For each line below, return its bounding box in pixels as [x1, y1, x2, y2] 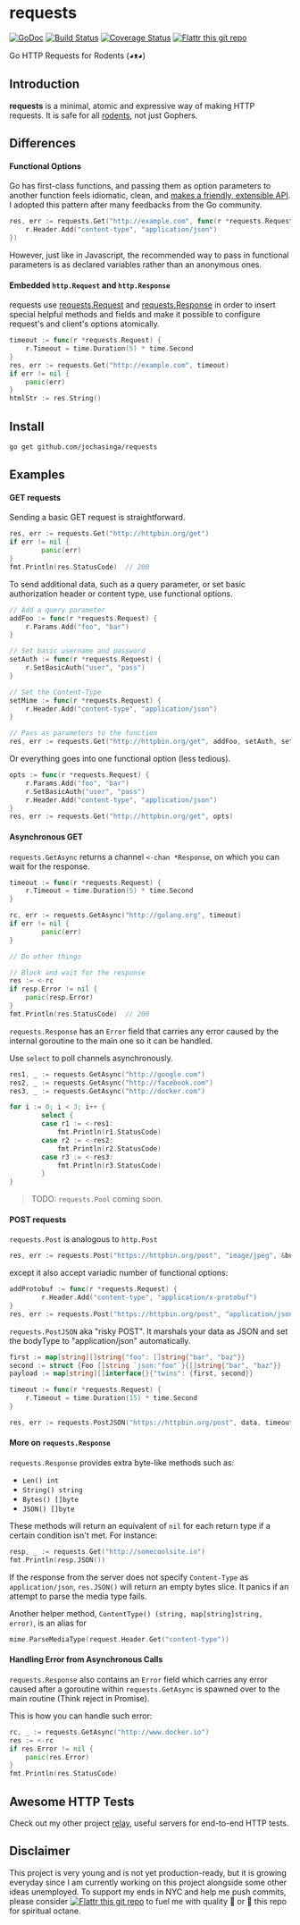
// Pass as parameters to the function [9, 729, 158, 738]
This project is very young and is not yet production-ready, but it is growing [9, 1867, 287, 1878]
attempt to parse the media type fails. [9, 1591, 147, 1601]
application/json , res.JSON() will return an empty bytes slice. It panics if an [9, 1581, 289, 1592]
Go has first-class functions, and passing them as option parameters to [9, 181, 271, 191]
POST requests [9, 1214, 67, 1225]
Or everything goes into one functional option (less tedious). [9, 754, 231, 764]
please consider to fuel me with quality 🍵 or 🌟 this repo [9, 1895, 287, 1906]
